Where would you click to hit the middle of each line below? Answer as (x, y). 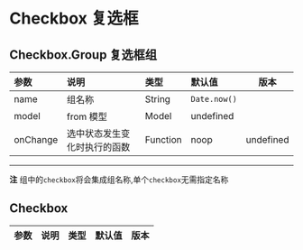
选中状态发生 (94, 134)
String (158, 99)
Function (163, 139)
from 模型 (87, 116)
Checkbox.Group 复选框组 (83, 55)
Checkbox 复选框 (74, 19)
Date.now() (214, 99)
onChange (36, 139)
